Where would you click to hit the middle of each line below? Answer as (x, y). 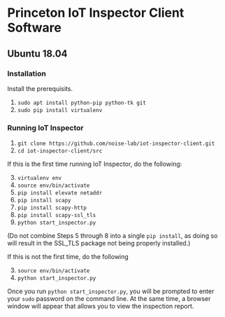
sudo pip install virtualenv (60, 110)
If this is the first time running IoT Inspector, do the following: (95, 164)
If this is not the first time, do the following (68, 257)
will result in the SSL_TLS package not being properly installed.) (99, 244)
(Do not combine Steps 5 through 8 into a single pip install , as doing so (112, 236)
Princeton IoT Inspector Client (96, 13)
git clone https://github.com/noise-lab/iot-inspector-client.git (116, 144)
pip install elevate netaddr (60, 193)
